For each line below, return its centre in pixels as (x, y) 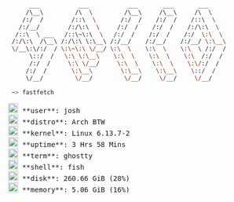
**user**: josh (51, 110)
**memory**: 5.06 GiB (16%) (76, 189)
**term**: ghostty (57, 156)
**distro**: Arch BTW (64, 122)
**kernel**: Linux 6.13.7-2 (76, 133)
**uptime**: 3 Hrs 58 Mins (74, 144)
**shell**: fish (53, 167)
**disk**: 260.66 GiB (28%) (76, 178)
